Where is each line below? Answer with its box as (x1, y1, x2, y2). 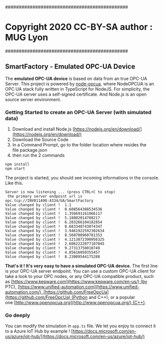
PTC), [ (5, 284, 20, 290)
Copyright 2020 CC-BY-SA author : (5, 22, 153, 33)
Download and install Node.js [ (12, 126, 75, 132)
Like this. (5, 180, 24, 186)
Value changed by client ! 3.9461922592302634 (5, 229, 105, 234)
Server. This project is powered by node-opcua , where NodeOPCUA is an (5, 81, 154, 87)
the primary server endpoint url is (7, 194, 83, 199)
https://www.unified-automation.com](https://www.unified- (19, 284, 139, 290)
